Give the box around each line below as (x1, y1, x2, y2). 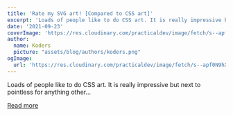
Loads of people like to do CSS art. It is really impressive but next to (7, 80, 201, 88)
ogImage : (7, 55, 33, 62)
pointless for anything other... (7, 88, 92, 96)
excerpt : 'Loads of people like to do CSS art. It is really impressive (7, 17, 222, 23)
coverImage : (7, 29, 42, 37)
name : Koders (13, 42, 51, 49)
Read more (7, 101, 39, 109)
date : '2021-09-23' (7, 23, 64, 30)
